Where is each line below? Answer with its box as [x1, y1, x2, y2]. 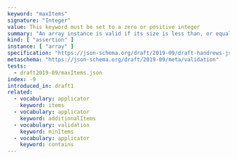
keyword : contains [20, 141, 74, 148]
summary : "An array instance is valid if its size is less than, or [7, 30, 213, 37]
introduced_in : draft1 [7, 82, 74, 89]
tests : [7, 63, 27, 70]
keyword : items [20, 102, 65, 109]
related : [7, 89, 33, 96]
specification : [7, 50, 52, 57]
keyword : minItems [20, 128, 74, 135]
